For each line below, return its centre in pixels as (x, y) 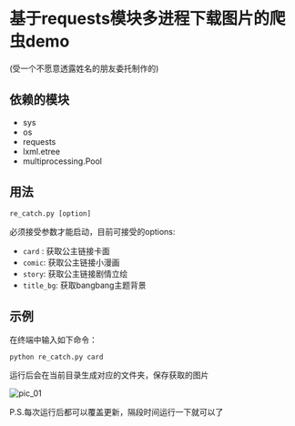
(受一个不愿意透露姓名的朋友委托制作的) (84, 68)
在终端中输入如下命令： (53, 340)
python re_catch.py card (56, 357)
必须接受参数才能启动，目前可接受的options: (92, 231)
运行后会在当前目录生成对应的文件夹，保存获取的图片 (109, 375)
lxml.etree (41, 151)
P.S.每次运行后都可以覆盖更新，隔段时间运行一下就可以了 (117, 412)
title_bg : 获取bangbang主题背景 (84, 285)
